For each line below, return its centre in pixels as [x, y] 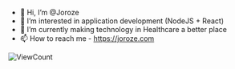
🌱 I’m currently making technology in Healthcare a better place [123, 29]
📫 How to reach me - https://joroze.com [87, 39]
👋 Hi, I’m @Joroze [49, 12]
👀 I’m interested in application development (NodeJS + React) [122, 21]
